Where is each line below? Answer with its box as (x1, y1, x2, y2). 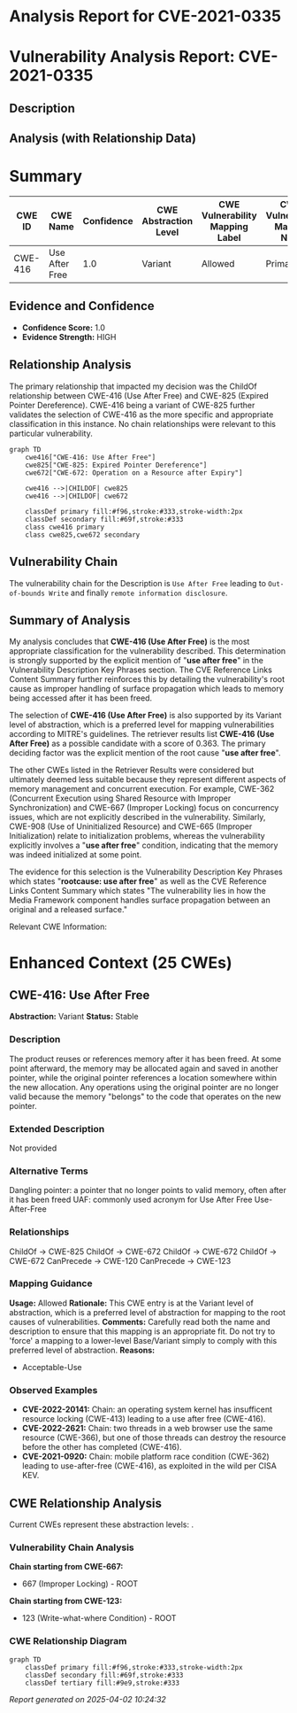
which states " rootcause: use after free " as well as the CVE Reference (9, 876, 267, 887)
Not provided (9, 1143, 57, 1153)
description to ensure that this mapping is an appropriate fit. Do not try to (9, 1326, 276, 1337)
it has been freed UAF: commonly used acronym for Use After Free (9, 1194, 253, 1205)
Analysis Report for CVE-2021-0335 (9, 6, 281, 27)
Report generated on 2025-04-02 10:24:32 (9, 1694, 166, 1704)
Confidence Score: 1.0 (21, 322, 106, 333)
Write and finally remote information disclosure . (48, 587, 228, 598)
